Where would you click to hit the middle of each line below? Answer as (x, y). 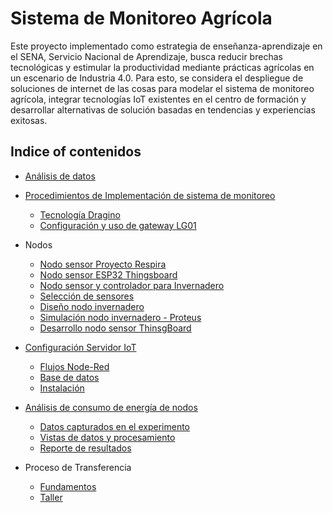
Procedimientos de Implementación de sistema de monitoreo (150, 195)
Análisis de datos (60, 176)
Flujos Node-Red (74, 366)
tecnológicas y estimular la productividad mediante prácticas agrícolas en (162, 67)
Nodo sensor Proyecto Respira (103, 264)
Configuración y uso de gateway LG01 (118, 225)
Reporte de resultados (85, 448)
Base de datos (69, 377)
